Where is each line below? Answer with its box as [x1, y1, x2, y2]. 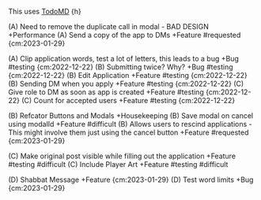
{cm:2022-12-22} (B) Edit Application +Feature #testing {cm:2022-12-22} [8, 71, 248, 80]
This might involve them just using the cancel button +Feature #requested [8, 128, 249, 137]
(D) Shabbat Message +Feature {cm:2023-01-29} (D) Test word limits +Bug [8, 175, 254, 184]
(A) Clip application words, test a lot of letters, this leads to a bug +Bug [8, 54, 240, 63]
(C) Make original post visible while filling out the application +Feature [8, 151, 236, 161]
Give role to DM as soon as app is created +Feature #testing [8, 87, 204, 97]
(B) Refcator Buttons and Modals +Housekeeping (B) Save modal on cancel [8, 111, 254, 120]
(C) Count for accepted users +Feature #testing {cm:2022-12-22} [21, 96, 236, 105]
